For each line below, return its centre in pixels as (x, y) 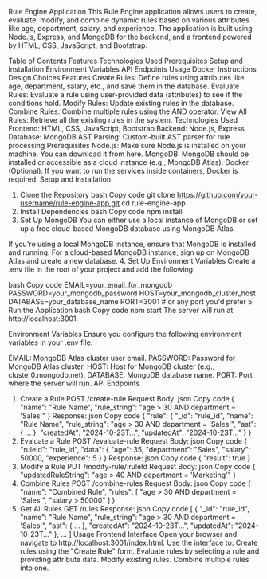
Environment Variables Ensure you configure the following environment (125, 334)
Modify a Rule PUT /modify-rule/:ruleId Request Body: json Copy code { (137, 466)
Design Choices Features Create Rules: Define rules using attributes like (126, 78)
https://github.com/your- (217, 195)
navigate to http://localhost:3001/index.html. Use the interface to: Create (139, 542)
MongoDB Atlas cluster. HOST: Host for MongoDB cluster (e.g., (112, 366)
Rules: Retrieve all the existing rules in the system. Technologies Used (123, 120)
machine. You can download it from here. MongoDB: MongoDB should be (129, 154)
